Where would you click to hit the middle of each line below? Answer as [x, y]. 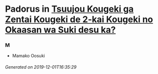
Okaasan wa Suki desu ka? [60, 30]
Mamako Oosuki [28, 56]
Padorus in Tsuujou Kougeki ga [69, 9]
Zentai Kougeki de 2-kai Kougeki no [79, 19]
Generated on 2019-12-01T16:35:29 [41, 67]
